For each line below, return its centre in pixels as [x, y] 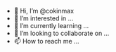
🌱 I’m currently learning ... [51, 26]
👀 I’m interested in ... [44, 18]
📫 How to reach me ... [46, 41]
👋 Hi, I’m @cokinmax [44, 11]
